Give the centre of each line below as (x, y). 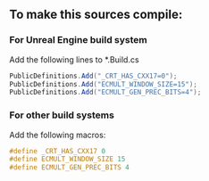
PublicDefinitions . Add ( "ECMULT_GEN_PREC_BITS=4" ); (105, 93)
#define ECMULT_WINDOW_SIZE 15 (67, 160)
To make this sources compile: (96, 15)
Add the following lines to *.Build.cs (75, 59)
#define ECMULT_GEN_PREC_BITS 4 (69, 168)
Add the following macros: (58, 135)
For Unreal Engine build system (78, 40)
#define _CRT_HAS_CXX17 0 (57, 151)
